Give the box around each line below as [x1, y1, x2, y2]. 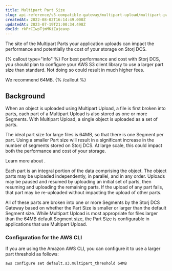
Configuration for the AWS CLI [5, 234, 82, 241]
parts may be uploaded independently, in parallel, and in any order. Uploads [5, 173, 165, 179]
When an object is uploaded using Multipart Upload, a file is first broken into [5, 105, 166, 111]
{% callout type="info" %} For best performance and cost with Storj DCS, [5, 56, 160, 62]
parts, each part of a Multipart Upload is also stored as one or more [5, 111, 147, 117]
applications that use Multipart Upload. [5, 221, 88, 227]
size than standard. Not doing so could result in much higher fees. [5, 67, 145, 73]
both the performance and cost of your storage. [5, 148, 106, 154]
